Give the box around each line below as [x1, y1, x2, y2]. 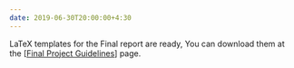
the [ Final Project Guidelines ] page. [9, 47, 142, 59]
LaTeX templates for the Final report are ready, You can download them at [9, 38, 285, 49]
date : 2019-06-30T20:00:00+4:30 [9, 13, 132, 23]
